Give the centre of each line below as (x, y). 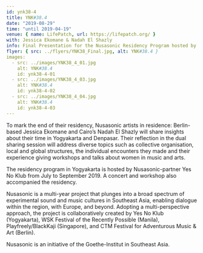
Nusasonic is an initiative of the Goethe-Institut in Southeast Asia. (88, 244)
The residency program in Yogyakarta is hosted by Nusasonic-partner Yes (99, 169)
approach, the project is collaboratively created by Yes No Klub (85, 213)
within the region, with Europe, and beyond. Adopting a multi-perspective (98, 206)
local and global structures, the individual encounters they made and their (98, 151)
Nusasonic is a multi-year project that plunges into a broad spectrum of (95, 194)
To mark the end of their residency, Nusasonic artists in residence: (89, 125)
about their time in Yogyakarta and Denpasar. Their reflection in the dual (96, 138)
